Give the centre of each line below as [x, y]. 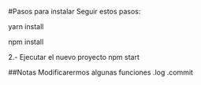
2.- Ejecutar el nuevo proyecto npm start [74, 57]
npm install [26, 42]
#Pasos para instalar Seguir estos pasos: [74, 11]
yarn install [26, 26]
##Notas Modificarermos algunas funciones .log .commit [100, 72]
